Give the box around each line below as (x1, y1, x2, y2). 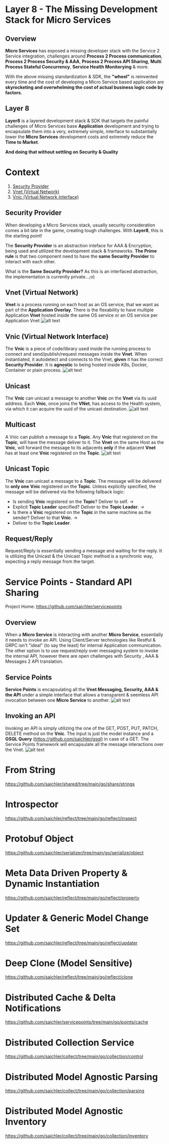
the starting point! (5, 233, 42, 239)
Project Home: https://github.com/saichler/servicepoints (5, 604, 122, 610)
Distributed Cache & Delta (5, 992, 116, 1003)
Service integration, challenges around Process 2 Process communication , (5, 53, 163, 59)
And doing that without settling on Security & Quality (5, 149, 119, 155)
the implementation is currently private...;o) (5, 273, 95, 279)
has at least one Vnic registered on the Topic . (5, 450, 101, 456)
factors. (5, 90, 23, 95)
